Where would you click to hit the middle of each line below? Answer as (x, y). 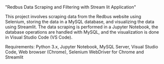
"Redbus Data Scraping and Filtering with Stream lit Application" (71, 7)
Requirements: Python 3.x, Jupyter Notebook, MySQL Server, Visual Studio (82, 47)
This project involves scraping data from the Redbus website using (73, 16)
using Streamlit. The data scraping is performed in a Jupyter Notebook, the (82, 27)
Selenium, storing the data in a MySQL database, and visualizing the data (80, 22)
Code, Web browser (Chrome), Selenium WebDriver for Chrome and (75, 52)
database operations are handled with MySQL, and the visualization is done (82, 32)
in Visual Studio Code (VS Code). (39, 37)
